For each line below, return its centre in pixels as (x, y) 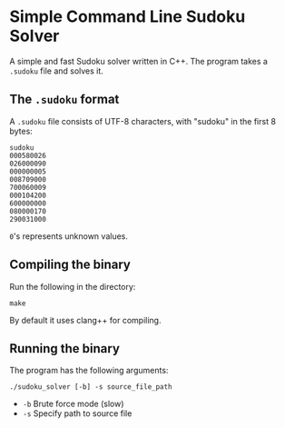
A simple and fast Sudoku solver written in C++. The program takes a (138, 61)
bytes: (21, 131)
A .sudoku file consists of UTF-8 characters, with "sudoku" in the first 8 (143, 121)
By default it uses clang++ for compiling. (85, 320)
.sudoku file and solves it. (57, 71)
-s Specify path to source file (77, 413)
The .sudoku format (64, 100)
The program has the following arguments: (89, 371)
